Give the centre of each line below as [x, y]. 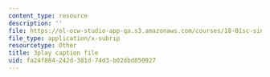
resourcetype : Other [43, 46]
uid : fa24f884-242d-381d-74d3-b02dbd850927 [82, 61]
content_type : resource [48, 16]
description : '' [35, 23]
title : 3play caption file [53, 53]
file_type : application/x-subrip [64, 38]
